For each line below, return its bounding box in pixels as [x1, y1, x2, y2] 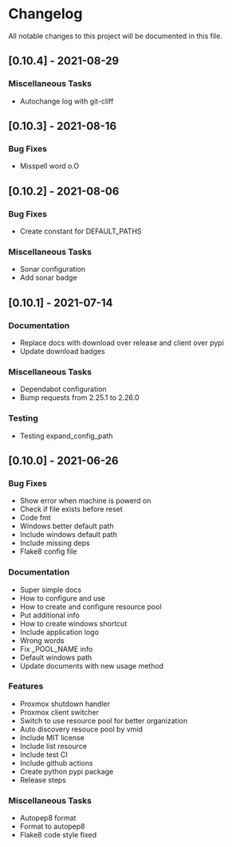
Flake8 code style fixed [19, 830, 97, 840]
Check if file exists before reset [19, 504, 124, 514]
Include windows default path [19, 530, 118, 539]
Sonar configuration [19, 265, 86, 274]
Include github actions [19, 758, 93, 767]
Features [8, 680, 44, 692]
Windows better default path [19, 521, 114, 531]
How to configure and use [19, 593, 106, 602]
